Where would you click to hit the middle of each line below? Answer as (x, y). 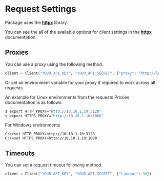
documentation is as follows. (34, 102)
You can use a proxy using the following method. (54, 64)
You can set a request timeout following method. (54, 165)
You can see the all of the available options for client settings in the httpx (79, 32)
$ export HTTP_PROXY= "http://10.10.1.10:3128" (53, 111)
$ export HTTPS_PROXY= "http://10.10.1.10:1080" (54, 116)
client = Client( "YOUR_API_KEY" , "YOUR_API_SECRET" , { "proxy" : (71, 73)
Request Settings (41, 9)
